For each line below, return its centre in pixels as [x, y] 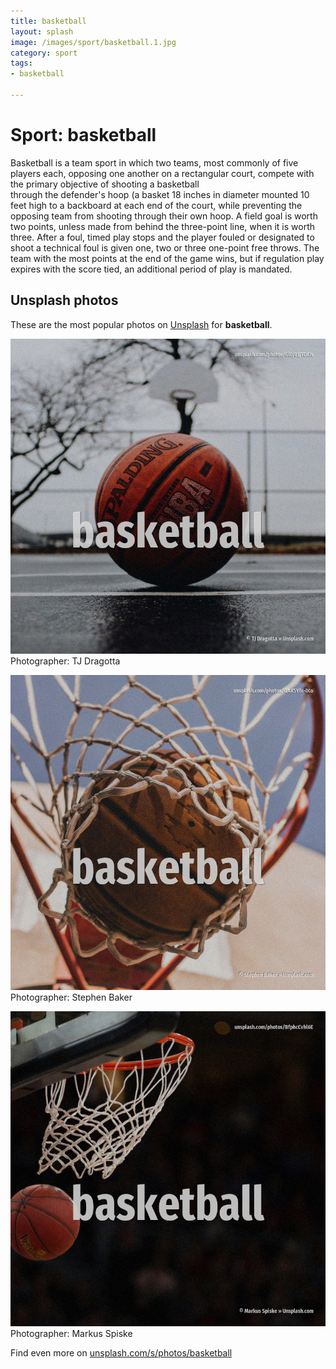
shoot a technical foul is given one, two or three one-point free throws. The [165, 247]
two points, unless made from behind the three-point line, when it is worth [162, 226]
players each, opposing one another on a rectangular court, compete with [162, 173]
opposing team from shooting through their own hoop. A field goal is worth [164, 216]
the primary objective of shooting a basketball [105, 184]
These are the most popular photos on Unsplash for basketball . [141, 324]
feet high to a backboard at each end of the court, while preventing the [156, 205]
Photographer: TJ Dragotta [65, 661]
